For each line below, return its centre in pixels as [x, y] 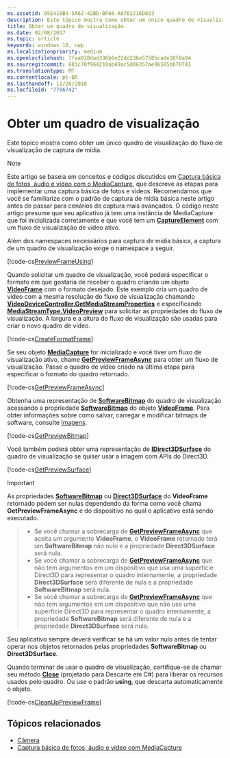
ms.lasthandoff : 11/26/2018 [47, 84]
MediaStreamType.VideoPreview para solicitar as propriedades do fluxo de [115, 311]
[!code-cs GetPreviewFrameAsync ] [56, 387]
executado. [23, 518]
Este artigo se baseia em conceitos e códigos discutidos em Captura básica [114, 177]
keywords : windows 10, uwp [46, 45]
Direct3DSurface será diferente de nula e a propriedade [114, 583]
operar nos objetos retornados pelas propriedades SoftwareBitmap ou [107, 647]
